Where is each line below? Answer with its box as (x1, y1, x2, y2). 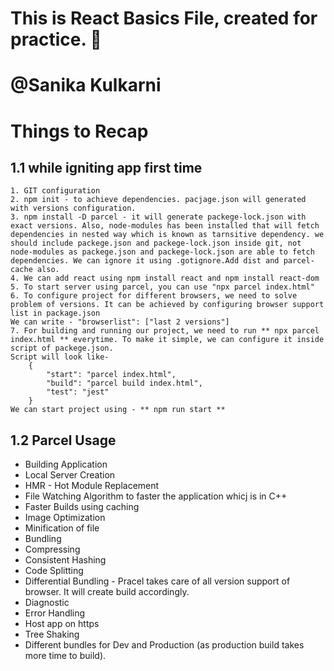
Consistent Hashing (24, 554, 107, 566)
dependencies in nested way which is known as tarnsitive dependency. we (10, 230, 325, 240)
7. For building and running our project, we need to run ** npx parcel (10, 326, 320, 336)
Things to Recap (10, 120, 149, 142)
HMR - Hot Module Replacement (24, 480, 160, 492)
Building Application (24, 458, 108, 471)
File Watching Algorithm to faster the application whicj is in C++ (24, 490, 288, 502)
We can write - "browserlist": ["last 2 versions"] (10, 317, 230, 327)
